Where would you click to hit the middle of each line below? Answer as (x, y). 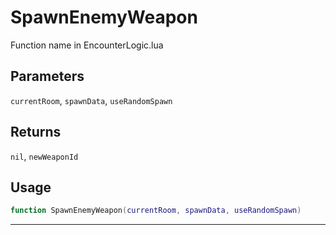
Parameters (47, 76)
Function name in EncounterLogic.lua (87, 45)
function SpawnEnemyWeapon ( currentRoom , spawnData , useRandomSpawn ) (156, 211)
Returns (36, 132)
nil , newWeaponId (44, 156)
